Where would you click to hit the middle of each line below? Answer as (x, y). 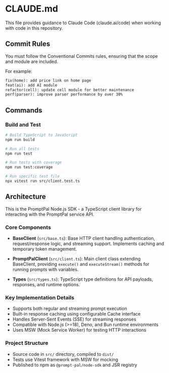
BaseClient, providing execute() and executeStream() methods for (81, 264)
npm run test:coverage (29, 167)
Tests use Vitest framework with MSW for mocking (65, 359)
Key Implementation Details (40, 297)
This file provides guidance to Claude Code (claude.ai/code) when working (83, 23)
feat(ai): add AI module (31, 85)
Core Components (28, 227)
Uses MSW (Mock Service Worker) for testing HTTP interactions (79, 330)
